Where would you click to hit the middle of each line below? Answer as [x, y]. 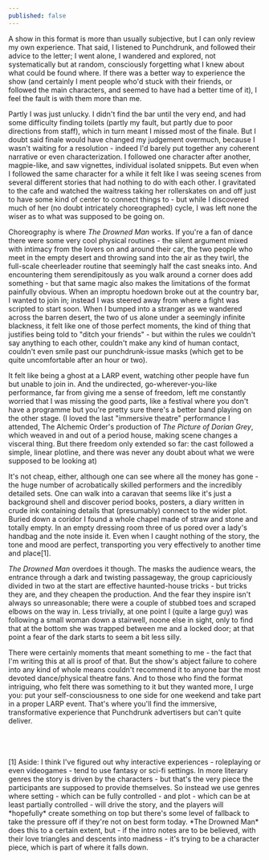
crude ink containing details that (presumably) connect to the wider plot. [128, 510]
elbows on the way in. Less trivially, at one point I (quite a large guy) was [128, 611]
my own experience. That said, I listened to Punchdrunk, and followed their [132, 47]
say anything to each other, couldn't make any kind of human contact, [124, 343]
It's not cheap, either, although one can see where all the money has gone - [134, 476]
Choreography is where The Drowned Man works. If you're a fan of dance [130, 232]
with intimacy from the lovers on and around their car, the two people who [130, 249]
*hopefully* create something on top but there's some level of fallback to [129, 813]
